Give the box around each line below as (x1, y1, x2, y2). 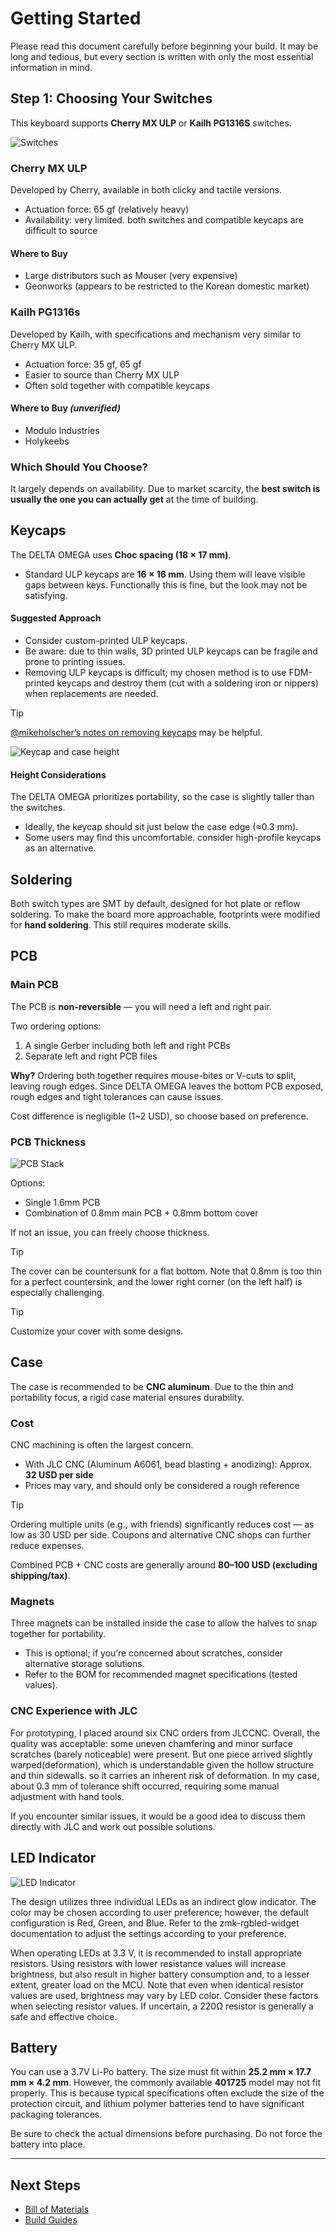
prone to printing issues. (24, 656, 126, 668)
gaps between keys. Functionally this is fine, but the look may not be (24, 578, 308, 591)
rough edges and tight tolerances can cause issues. (10, 1090, 224, 1102)
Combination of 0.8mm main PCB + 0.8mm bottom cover (24, 1207, 259, 1219)
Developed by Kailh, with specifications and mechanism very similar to (10, 328, 302, 340)
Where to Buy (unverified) (10, 402, 121, 414)
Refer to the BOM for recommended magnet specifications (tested (24, 1668, 298, 1681)
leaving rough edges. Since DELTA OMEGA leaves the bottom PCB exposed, (10, 1080, 324, 1092)
